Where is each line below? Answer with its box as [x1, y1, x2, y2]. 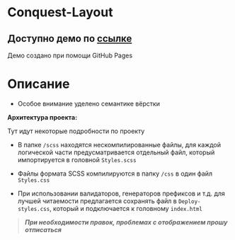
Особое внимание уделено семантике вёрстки [17, 99, 161, 108]
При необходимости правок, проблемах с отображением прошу [24, 217, 228, 227]
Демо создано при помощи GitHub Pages [7, 51, 133, 59]
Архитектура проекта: [7, 113, 78, 121]
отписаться [24, 225, 62, 234]
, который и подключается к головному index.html [49, 204, 203, 212]
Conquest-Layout [7, 4, 113, 21]
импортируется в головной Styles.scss [17, 155, 137, 164]
